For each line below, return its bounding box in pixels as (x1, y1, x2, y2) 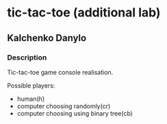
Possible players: (7, 81, 55, 90)
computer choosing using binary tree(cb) (16, 109, 133, 117)
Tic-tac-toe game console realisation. (7, 68, 114, 76)
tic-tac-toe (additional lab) (7, 5, 161, 21)
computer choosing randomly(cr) (16, 101, 111, 110)
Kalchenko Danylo (7, 32, 87, 44)
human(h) (16, 95, 45, 103)
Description (7, 53, 47, 62)
